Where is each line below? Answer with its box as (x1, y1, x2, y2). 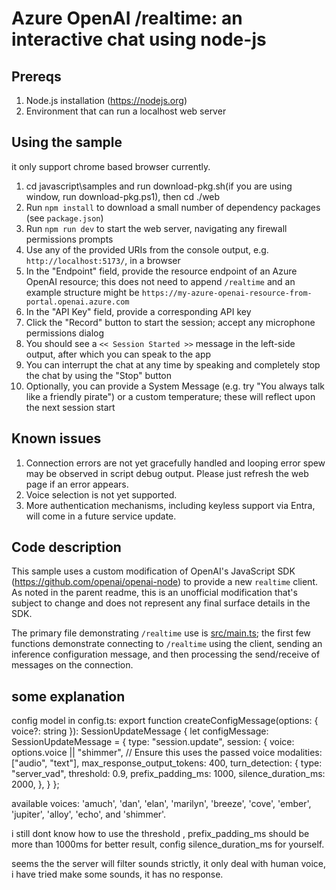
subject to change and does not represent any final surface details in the (11, 597, 311, 609)
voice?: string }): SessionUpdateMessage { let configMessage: (11, 725, 269, 737)
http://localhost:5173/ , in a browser (25, 254, 181, 266)
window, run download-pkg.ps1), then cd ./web (25, 190, 221, 202)
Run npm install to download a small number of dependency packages (25, 201, 321, 213)
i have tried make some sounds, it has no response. (11, 868, 224, 881)
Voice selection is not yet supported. (25, 488, 178, 501)
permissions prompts (25, 233, 114, 245)
